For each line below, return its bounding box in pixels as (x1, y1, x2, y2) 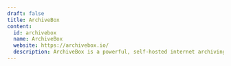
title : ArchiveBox (7, 16, 60, 23)
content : (7, 23, 32, 30)
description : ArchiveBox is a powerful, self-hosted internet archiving (13, 49, 226, 56)
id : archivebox (13, 29, 57, 36)
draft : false (7, 10, 45, 17)
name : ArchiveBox (13, 36, 63, 43)
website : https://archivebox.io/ (13, 42, 109, 49)
